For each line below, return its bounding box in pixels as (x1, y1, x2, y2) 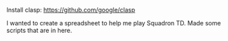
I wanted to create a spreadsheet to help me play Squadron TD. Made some (6, 19, 221, 27)
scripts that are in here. (6, 27, 73, 34)
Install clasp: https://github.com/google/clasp (6, 6, 136, 14)
